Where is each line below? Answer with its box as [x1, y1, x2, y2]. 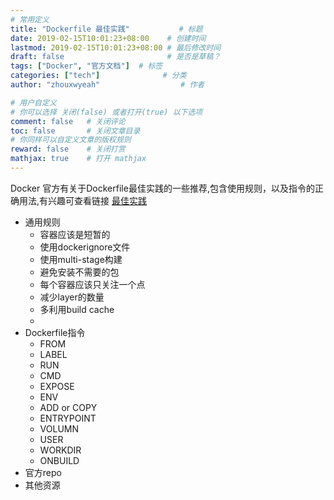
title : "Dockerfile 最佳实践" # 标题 [10, 24, 203, 34]
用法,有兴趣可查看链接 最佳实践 [18, 194, 147, 206]
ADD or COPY [39, 401, 98, 413]
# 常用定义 [10, 14, 50, 25]
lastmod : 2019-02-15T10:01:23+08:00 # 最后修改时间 [10, 42, 222, 53]
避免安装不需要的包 [39, 266, 120, 278]
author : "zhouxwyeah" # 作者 [10, 80, 205, 90]
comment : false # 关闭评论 [10, 116, 126, 126]
